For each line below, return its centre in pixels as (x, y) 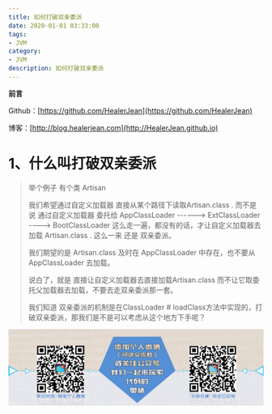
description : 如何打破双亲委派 (56, 69)
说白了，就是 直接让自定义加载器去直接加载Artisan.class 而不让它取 (140, 280)
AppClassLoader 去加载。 (71, 262)
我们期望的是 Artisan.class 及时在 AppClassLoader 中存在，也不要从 (142, 252)
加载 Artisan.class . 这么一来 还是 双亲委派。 (102, 235)
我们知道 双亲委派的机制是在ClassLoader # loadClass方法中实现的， (142, 307)
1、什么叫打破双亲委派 (83, 164)
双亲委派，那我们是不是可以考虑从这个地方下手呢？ (121, 317)
